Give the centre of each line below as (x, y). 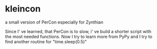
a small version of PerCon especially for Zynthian (54, 22)
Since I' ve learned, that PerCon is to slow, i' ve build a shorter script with (78, 31)
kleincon (23, 9)
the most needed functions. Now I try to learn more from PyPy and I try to (79, 37)
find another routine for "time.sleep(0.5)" (46, 41)
